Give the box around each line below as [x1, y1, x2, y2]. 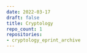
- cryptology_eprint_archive [6, 37, 81, 43]
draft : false [6, 15, 40, 21]
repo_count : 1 [6, 26, 43, 32]
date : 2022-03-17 [6, 9, 51, 15]
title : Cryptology [6, 20, 53, 26]
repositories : [6, 32, 43, 38]
